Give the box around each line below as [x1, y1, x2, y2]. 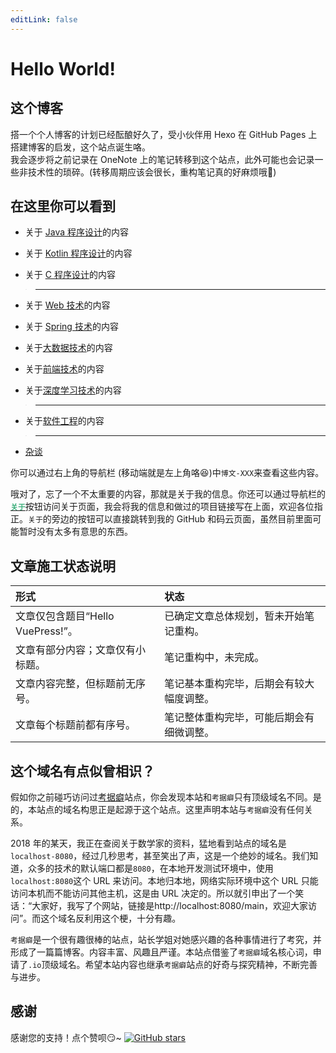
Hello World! [10, 57, 116, 80]
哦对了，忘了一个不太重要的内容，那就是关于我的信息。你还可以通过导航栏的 [10, 488, 326, 500]
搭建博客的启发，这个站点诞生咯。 [10, 141, 151, 153]
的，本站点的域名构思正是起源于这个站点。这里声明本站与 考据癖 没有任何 [10, 804, 305, 816]
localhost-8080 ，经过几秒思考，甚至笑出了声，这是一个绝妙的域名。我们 [10, 850, 310, 862]
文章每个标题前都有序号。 [15, 718, 137, 732]
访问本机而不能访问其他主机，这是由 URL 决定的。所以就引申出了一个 [10, 887, 296, 900]
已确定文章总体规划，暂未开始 [164, 609, 305, 623]
